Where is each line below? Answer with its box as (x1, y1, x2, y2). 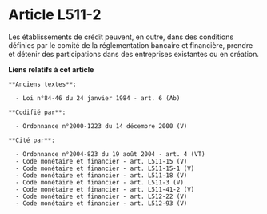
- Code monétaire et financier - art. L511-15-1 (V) (15, 164, 195, 172)
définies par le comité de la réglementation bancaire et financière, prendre (8, 40, 253, 50)
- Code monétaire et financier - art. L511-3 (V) (15, 178, 184, 186)
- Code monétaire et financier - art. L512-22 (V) (15, 192, 188, 200)
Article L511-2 (8, 6, 102, 24)
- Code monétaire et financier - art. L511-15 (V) (15, 157, 188, 165)
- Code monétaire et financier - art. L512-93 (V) (15, 199, 188, 208)
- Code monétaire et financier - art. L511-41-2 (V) (15, 185, 195, 193)
